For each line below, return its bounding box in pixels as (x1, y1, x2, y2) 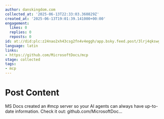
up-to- (144, 103, 158, 109)
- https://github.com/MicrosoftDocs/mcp (5, 52, 89, 58)
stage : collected (5, 57, 41, 62)
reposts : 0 (9, 35, 32, 40)
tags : (5, 61, 16, 66)
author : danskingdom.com (5, 7, 56, 12)
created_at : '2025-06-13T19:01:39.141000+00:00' (5, 16, 106, 21)
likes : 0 (9, 25, 27, 30)
